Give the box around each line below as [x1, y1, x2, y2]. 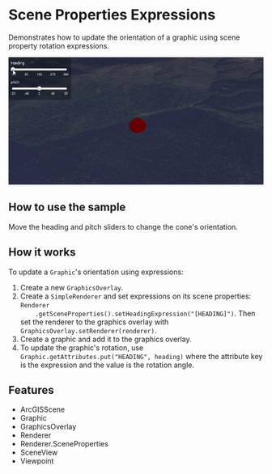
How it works [8, 245, 76, 260]
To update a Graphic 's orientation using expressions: [8, 267, 184, 277]
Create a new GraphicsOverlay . [19, 282, 124, 292]
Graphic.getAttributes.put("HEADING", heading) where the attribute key [19, 351, 263, 361]
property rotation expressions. [8, 40, 109, 50]
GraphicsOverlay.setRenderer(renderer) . [19, 325, 157, 335]
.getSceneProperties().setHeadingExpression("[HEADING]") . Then [35, 308, 256, 318]
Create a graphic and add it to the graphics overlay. [19, 334, 192, 344]
